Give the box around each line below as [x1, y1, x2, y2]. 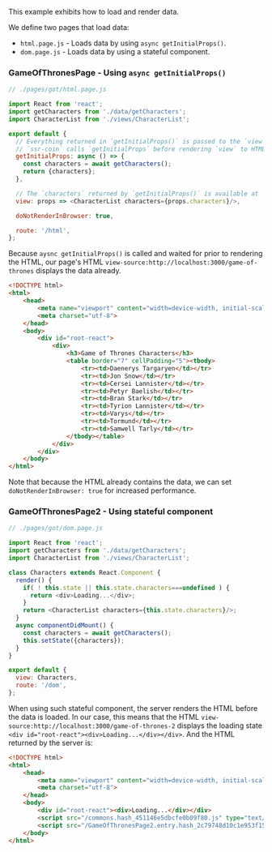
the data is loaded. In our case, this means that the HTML [8, 712, 200, 721]
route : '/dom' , [15, 681, 67, 690]
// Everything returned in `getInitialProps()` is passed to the [15, 137, 241, 145]
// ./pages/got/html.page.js [8, 85, 107, 94]
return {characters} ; [23, 168, 96, 176]
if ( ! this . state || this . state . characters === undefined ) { [23, 584, 230, 592]
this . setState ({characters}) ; [23, 636, 125, 644]
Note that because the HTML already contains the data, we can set [8, 477, 232, 487]
